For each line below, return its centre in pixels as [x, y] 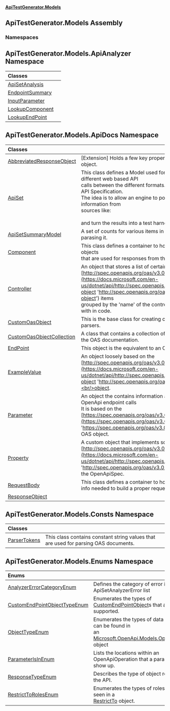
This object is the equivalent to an [121, 348]
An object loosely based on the [118, 356]
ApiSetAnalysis [26, 84]
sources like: [96, 210]
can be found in [112, 626]
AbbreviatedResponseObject [42, 161]
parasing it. [94, 238]
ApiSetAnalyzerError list [122, 590]
